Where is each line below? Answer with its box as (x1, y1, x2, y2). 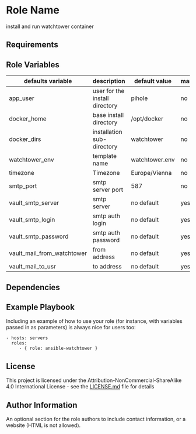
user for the (92, 87, 125, 95)
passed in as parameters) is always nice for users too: (6, 324, 136, 331)
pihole (131, 94, 148, 102)
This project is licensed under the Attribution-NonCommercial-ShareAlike (6, 377, 182, 384)
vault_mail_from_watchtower (9, 249, 87, 257)
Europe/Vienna (131, 169, 172, 177)
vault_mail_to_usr (9, 263, 57, 271)
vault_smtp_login (9, 216, 55, 224)
